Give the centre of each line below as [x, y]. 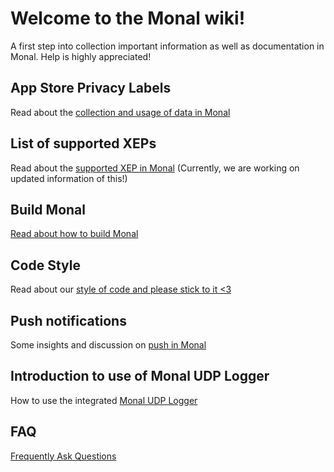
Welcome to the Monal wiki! [128, 18]
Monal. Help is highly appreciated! [81, 56]
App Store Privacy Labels [91, 88]
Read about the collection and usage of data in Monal [120, 112]
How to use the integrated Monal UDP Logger [104, 400]
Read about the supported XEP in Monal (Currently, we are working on [155, 168]
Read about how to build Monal [74, 234]
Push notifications [68, 320]
